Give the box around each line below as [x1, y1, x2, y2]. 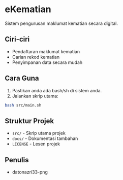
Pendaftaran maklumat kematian [12, 48, 80, 54]
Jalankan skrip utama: [12, 93, 59, 99]
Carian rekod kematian [12, 54, 59, 60]
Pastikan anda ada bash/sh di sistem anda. [12, 87, 102, 93]
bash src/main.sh [5, 102, 42, 107]
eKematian [5, 4, 51, 15]
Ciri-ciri [5, 35, 30, 44]
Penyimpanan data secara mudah [12, 59, 83, 65]
